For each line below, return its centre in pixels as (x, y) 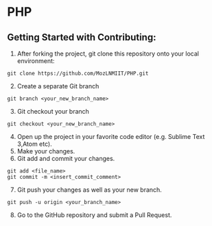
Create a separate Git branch (58, 86)
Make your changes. (46, 151)
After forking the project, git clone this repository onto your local (108, 53)
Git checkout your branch (53, 111)
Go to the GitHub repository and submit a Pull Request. (94, 215)
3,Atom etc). (35, 144)
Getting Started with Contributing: (82, 37)
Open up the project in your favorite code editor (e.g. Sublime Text (111, 137)
